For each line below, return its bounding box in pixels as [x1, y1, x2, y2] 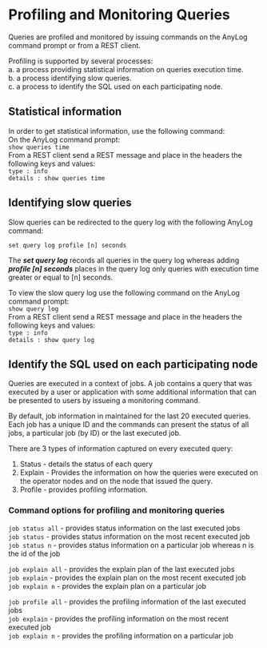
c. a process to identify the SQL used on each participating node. [8, 82, 223, 91]
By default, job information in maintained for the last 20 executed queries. [8, 411, 251, 421]
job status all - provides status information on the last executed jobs [8, 523, 241, 533]
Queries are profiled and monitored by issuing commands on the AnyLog [8, 32, 248, 42]
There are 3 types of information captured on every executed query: [8, 444, 233, 453]
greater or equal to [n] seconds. [8, 272, 114, 282]
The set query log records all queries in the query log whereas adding [8, 255, 240, 265]
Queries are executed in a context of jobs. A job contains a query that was [8, 379, 253, 388]
